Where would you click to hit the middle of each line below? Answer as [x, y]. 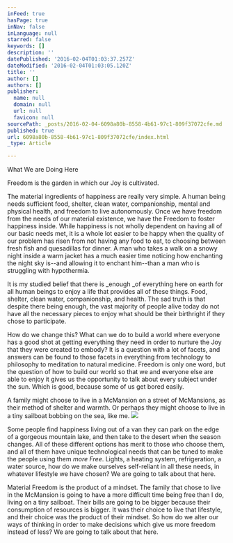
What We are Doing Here [43, 170]
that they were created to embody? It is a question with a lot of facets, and [114, 350]
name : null [29, 98]
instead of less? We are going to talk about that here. [83, 532]
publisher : [23, 91]
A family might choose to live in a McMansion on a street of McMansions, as [116, 400]
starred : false [29, 40]
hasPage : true [28, 20]
